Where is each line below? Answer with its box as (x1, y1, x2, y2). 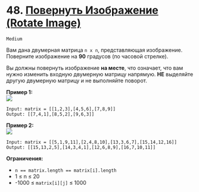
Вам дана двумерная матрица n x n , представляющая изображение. (6, 46, 183, 54)
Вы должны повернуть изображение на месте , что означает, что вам (6, 64, 184, 72)
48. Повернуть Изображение (6, 4, 159, 17)
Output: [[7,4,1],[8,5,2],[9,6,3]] (6, 111, 95, 117)
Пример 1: (6, 88, 33, 95)
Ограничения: (6, 154, 43, 162)
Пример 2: (6, 122, 34, 129)
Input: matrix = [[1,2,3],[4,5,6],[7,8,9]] (6, 106, 116, 112)
